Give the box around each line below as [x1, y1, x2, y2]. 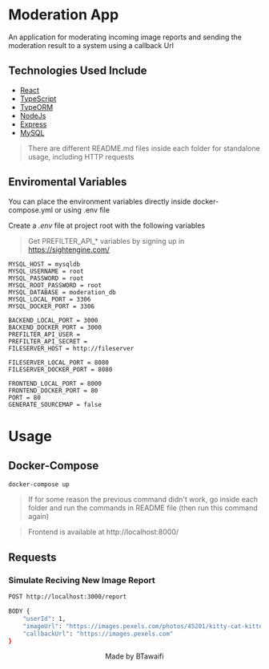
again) [27, 512, 50, 521]
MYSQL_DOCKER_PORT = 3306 [8, 302, 94, 310]
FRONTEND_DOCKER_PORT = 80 [8, 387, 98, 395]
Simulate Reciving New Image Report [8, 574, 155, 586]
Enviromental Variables [8, 175, 127, 189]
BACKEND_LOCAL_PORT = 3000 [8, 316, 98, 324]
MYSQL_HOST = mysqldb [8, 260, 81, 268]
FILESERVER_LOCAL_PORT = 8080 [8, 359, 110, 367]
